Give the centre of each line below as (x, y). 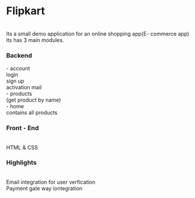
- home (15, 106)
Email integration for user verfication (51, 182)
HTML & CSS (22, 147)
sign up (15, 81)
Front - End (23, 128)
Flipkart (26, 11)
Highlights (21, 163)
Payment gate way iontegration (44, 188)
